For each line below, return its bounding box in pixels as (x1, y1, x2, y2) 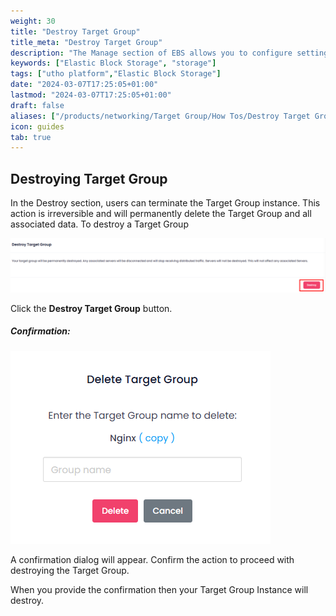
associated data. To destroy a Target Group (10, 218, 189, 230)
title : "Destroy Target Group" (10, 26, 141, 37)
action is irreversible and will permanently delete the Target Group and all (10, 208, 312, 220)
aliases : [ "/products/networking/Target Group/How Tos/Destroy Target (10, 111, 311, 121)
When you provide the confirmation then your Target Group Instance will (10, 583, 309, 595)
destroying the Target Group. (10, 564, 130, 576)
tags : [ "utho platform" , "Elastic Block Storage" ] (10, 69, 222, 79)
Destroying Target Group (10, 170, 168, 187)
